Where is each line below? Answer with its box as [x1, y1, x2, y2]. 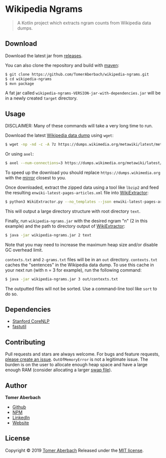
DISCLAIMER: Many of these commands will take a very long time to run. [5, 123, 153, 129]
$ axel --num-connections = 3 [5, 161, 63, 166]
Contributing [5, 338, 45, 346]
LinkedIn [12, 415, 30, 420]
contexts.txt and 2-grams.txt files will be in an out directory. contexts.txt [5, 256, 158, 262]
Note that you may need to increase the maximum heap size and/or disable [5, 241, 158, 247]
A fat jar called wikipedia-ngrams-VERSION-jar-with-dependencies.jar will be [5, 90, 161, 96]
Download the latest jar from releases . [5, 53, 83, 58]
